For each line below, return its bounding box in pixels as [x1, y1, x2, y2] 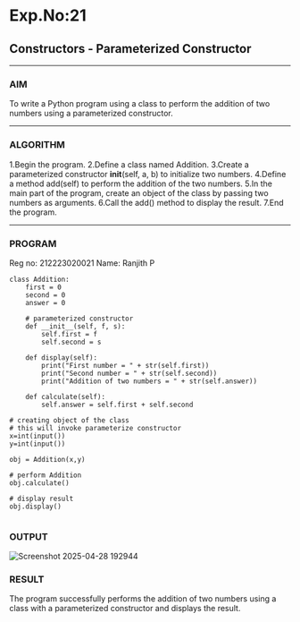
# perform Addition [9, 471, 82, 480]
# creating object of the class [9, 415, 129, 425]
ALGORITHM [9, 139, 65, 151]
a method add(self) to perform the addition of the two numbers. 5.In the [9, 178, 272, 189]
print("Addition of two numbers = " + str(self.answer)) [41, 377, 257, 386]
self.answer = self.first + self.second [41, 400, 194, 409]
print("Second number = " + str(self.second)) [41, 369, 218, 378]
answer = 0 [25, 298, 66, 307]
